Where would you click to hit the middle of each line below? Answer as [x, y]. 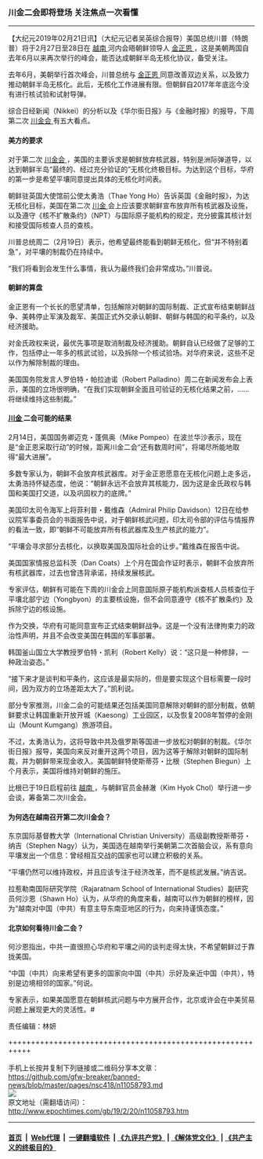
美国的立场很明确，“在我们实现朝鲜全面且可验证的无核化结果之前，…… [135, 389]
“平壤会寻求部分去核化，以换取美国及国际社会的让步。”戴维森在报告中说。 [126, 546]
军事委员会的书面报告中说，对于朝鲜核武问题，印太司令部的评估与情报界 [138, 519]
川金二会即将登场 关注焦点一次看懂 [73, 12]
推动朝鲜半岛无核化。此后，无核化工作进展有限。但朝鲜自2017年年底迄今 [125, 85]
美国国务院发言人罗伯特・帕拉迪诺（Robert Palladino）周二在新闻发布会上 [127, 379]
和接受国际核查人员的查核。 [53, 225]
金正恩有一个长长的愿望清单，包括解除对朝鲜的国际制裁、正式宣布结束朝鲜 [128, 306]
